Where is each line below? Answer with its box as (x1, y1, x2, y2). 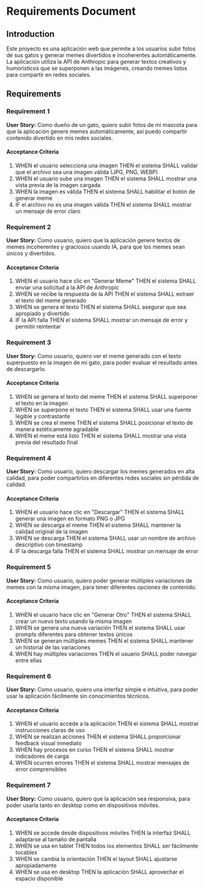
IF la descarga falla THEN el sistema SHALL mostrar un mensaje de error (15, 548, 199, 555)
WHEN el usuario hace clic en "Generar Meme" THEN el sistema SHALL (15, 277, 196, 285)
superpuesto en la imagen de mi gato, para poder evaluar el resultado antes (6, 359, 198, 366)
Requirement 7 (6, 781, 51, 789)
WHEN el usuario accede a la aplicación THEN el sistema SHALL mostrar (15, 720, 199, 727)
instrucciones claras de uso (15, 727, 85, 734)
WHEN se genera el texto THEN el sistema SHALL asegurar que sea (15, 304, 187, 311)
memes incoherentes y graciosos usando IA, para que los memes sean (6, 243, 185, 251)
